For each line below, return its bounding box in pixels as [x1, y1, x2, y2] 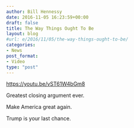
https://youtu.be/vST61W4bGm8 [6, 80, 85, 88]
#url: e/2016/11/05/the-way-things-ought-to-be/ [6, 36, 129, 42]
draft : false [6, 20, 39, 26]
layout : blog [6, 31, 39, 37]
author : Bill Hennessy [6, 8, 62, 15]
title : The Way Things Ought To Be [6, 25, 94, 32]
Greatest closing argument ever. [6, 92, 85, 99]
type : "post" [6, 64, 39, 70]
